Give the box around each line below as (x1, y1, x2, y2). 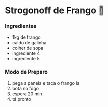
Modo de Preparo (5, 68, 48, 76)
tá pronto (12, 96, 31, 102)
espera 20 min (12, 91, 42, 97)
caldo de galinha (12, 40, 47, 46)
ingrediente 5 (12, 56, 40, 62)
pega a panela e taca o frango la (12, 80, 80, 86)
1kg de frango (12, 34, 41, 40)
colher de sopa (12, 45, 44, 51)
